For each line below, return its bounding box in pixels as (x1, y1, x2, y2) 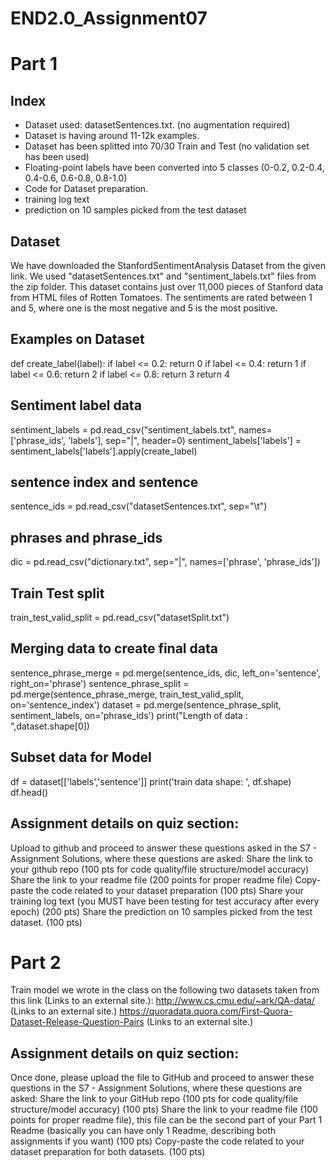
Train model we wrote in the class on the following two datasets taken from (10, 984, 320, 996)
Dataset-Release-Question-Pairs (10, 1016, 145, 1028)
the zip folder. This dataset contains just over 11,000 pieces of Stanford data (10, 281, 324, 292)
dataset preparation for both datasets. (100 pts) (10, 1146, 206, 1158)
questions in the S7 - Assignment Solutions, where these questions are (10, 1082, 303, 1094)
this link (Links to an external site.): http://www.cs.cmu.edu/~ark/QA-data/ (10, 995, 315, 1007)
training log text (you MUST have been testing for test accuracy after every (10, 895, 320, 907)
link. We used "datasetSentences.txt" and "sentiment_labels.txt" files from (10, 270, 317, 282)
